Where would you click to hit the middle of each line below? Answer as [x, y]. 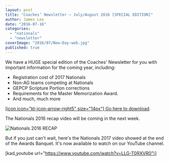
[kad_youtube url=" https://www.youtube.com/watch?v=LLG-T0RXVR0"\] [81, 153]
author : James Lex [25, 19]
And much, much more [37, 99]
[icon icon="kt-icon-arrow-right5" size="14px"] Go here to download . [78, 108]
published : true [22, 48]
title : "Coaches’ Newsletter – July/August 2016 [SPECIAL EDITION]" [79, 15]
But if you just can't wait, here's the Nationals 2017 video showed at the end [84, 138]
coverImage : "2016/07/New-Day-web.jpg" [47, 43]
